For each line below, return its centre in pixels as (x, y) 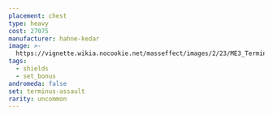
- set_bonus (36, 76)
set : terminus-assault (47, 91)
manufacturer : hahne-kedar (54, 38)
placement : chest (38, 16)
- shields (32, 69)
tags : (17, 62)
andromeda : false (38, 83)
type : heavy (28, 23)
